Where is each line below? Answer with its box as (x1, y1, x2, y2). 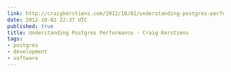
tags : (7, 36, 23, 43)
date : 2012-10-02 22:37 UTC (7, 16, 88, 23)
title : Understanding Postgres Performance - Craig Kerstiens (7, 29, 189, 36)
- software (7, 55, 38, 62)
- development (7, 49, 48, 56)
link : (7, 10, 23, 17)
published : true (7, 23, 54, 29)
